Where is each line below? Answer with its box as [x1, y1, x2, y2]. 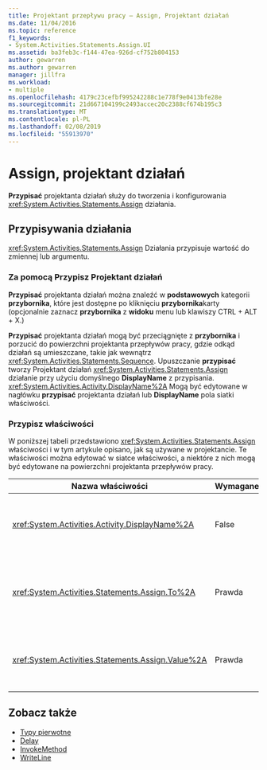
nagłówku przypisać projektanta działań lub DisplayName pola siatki [8, 389, 234, 399]
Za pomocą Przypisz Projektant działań [8, 272, 163, 283]
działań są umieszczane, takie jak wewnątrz [8, 347, 152, 357]
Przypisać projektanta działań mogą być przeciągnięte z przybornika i [8, 330, 241, 340]
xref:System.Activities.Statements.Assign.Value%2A [12, 654, 207, 665]
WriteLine [19, 752, 52, 762]
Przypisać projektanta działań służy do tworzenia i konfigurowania [8, 190, 226, 200]
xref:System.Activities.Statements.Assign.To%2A [12, 586, 196, 597]
